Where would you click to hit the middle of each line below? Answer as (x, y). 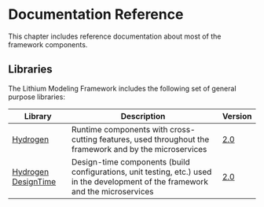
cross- (183, 129)
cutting (84, 139)
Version (237, 116)
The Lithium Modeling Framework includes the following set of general (123, 88)
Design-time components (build (130, 161)
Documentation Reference (96, 15)
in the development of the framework (139, 181)
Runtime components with (119, 129)
